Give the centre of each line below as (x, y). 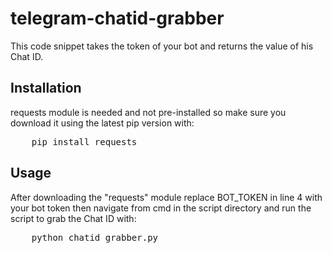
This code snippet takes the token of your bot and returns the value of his (162, 46)
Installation (46, 88)
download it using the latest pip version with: (102, 123)
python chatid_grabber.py (95, 237)
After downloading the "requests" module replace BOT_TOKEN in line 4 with (166, 197)
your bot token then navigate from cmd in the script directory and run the (161, 208)
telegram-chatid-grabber (117, 18)
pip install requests (84, 141)
